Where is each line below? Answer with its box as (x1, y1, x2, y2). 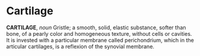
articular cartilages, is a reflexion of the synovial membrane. (6, 43, 155, 50)
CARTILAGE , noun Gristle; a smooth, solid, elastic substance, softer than (6, 24, 186, 31)
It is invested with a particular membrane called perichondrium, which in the (6, 36, 194, 43)
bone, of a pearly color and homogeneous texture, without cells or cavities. (6, 30, 192, 37)
